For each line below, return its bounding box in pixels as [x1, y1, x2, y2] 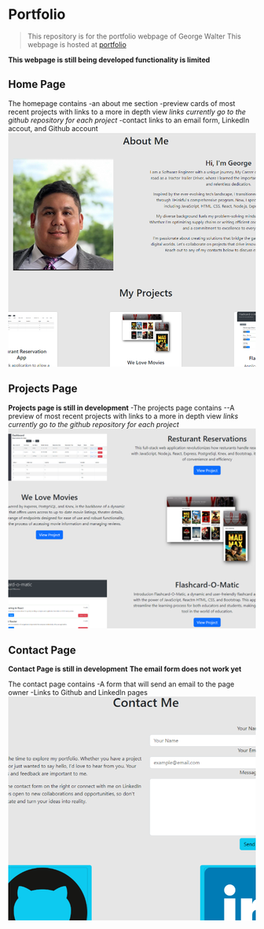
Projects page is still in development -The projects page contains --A [8, 403, 235, 412]
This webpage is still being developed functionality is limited [8, 55, 211, 64]
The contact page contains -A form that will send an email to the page [8, 679, 235, 689]
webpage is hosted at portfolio [27, 39, 127, 49]
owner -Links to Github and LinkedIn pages [8, 688, 148, 697]
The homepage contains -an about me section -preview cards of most [8, 98, 236, 108]
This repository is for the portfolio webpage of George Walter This [27, 31, 241, 41]
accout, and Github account [8, 123, 98, 133]
